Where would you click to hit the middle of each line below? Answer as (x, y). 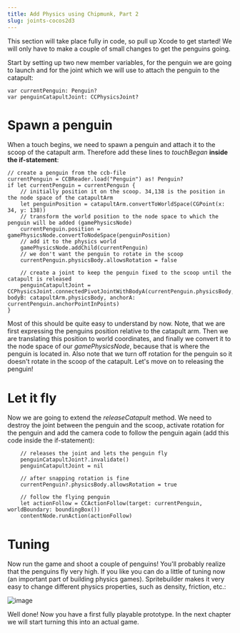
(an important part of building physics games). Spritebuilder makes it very (116, 579)
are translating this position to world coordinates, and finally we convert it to (119, 339)
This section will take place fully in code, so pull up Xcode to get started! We (120, 41)
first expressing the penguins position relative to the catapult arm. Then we (118, 331)
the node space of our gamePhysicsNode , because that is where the (109, 346)
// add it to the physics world (68, 242)
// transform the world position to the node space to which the (120, 217)
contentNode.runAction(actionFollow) (76, 516)
